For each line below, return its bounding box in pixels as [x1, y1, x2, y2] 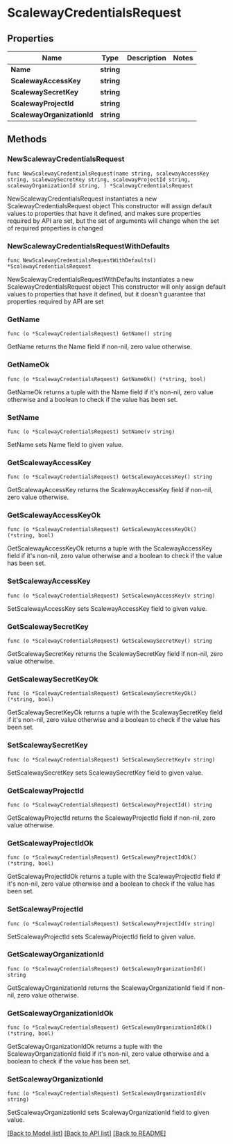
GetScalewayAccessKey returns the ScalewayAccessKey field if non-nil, [7, 486, 213, 494]
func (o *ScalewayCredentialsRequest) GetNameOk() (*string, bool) [7, 376, 207, 382]
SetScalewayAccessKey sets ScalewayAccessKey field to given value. [7, 604, 207, 612]
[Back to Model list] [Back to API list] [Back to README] [7, 1129, 166, 1138]
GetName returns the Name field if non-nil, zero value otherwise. [7, 342, 193, 351]
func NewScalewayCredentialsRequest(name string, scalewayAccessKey [7, 170, 209, 177]
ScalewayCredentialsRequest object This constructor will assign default [7, 201, 212, 210]
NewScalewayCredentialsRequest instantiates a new [7, 194, 157, 203]
